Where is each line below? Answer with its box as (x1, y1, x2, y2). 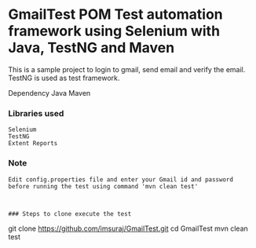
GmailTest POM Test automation (8, 5, 224, 24)
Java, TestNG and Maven (8, 39, 175, 57)
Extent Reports (8, 140, 58, 148)
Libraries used (8, 108, 64, 119)
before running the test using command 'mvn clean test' (8, 182, 199, 190)
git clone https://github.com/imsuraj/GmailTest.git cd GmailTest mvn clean (8, 224, 249, 233)
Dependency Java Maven (8, 88, 91, 97)
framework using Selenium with (8, 22, 221, 40)
